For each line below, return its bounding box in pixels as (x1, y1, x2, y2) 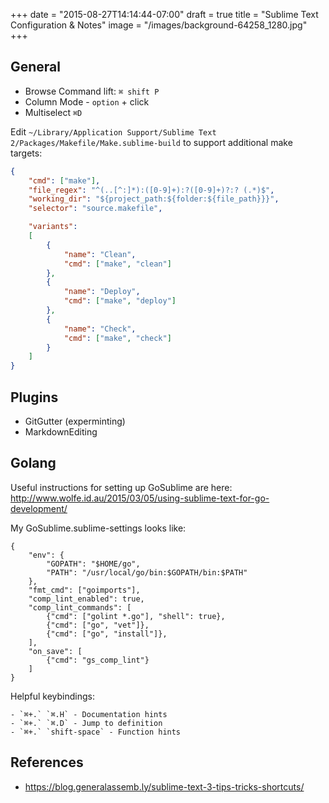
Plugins (10, 389, 59, 406)
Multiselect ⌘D (24, 106, 83, 118)
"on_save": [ (28, 646, 83, 656)
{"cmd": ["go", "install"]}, (46, 629, 168, 639)
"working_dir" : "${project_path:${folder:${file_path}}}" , (28, 194, 280, 204)
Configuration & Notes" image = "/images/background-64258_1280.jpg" (10, 19, 308, 31)
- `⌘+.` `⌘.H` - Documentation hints (10, 709, 168, 719)
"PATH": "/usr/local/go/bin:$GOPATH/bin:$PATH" (46, 567, 248, 578)
